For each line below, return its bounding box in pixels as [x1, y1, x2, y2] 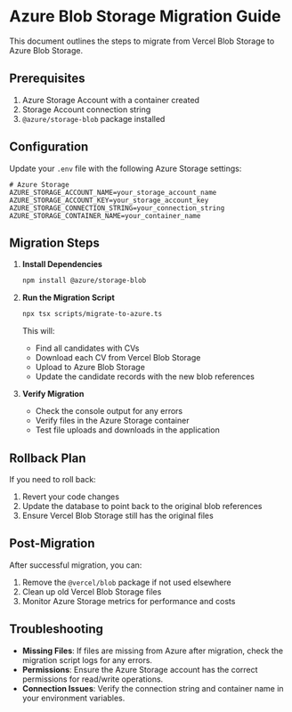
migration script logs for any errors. [21, 654, 153, 665]
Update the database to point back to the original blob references [21, 500, 263, 511]
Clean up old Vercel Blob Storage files [21, 586, 162, 597]
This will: [21, 326, 55, 336]
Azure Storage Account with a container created [21, 94, 200, 105]
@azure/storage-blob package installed [21, 113, 166, 124]
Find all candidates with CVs [35, 343, 140, 353]
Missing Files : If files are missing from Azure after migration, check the [21, 645, 283, 656]
